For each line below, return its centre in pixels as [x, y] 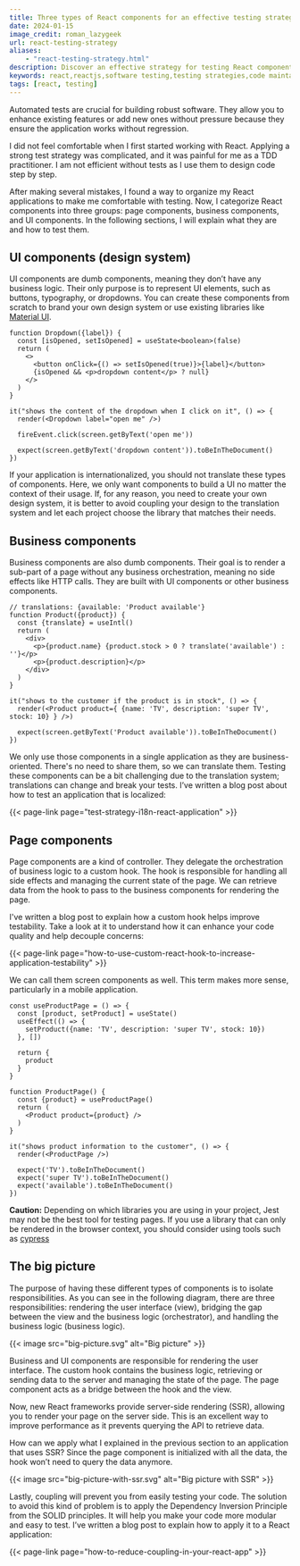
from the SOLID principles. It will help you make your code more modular [143, 1515]
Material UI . [30, 317]
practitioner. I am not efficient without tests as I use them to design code [142, 164]
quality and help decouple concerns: [77, 936]
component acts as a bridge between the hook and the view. [121, 1389]
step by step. [33, 174]
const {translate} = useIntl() [75, 623]
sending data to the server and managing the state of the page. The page [144, 1379]
